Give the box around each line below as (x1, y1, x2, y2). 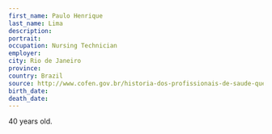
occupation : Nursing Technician (8, 42, 117, 50)
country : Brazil (8, 72, 63, 80)
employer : (8, 49, 42, 57)
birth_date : (8, 86, 49, 95)
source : (8, 79, 35, 87)
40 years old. (8, 116, 53, 126)
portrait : (8, 34, 42, 43)
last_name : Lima (8, 19, 63, 27)
